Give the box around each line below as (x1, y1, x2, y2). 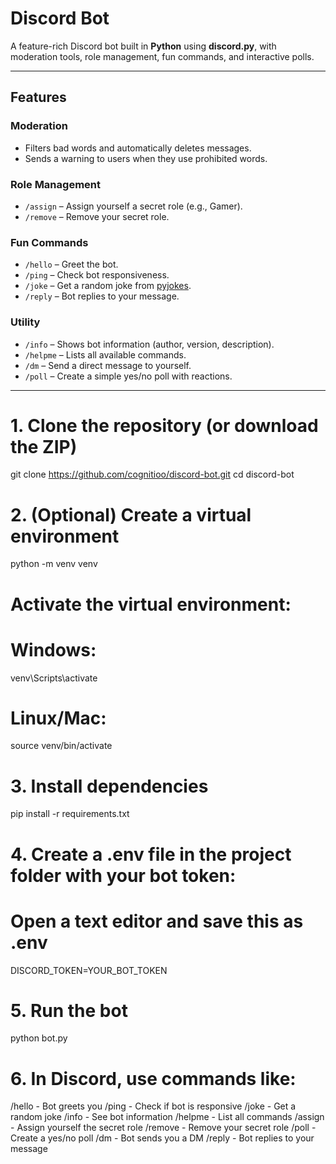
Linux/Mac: (10, 707, 107, 729)
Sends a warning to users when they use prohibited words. (24, 152, 268, 164)
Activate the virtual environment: (10, 593, 292, 616)
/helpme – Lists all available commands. (24, 348, 187, 361)
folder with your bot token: (10, 864, 237, 887)
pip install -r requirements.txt (10, 808, 130, 820)
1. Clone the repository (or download (10, 414, 319, 437)
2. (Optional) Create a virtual (10, 503, 252, 526)
